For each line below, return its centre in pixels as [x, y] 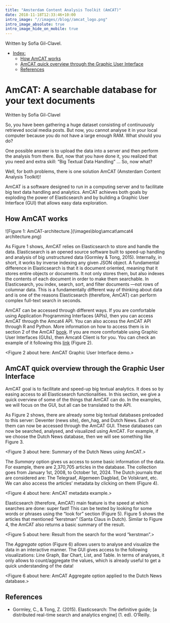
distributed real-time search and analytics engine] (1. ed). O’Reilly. [81, 615]
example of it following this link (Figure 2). [49, 343]
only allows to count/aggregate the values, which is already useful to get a [83, 560]
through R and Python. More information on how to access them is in [77, 327]
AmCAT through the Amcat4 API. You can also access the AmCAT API [78, 321]
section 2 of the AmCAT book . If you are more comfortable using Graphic [82, 332]
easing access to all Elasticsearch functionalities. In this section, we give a [83, 394]
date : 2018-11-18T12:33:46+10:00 [41, 15]
